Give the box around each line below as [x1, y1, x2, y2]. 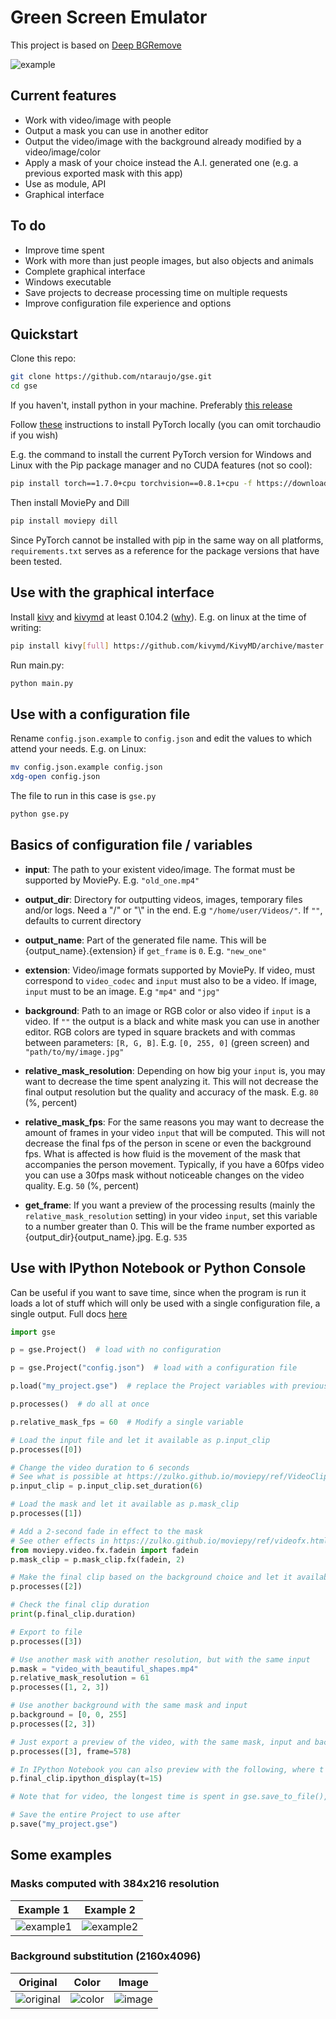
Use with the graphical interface [10, 584, 215, 601]
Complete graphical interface [24, 265, 146, 277]
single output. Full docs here [10, 1307, 128, 1320]
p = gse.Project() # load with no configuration [10, 1345, 222, 1355]
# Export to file [10, 1627, 83, 1637]
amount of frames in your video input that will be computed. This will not [24, 1126, 326, 1138]
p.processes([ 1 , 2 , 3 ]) [10, 1682, 110, 1693]
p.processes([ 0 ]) [10, 1444, 83, 1455]
